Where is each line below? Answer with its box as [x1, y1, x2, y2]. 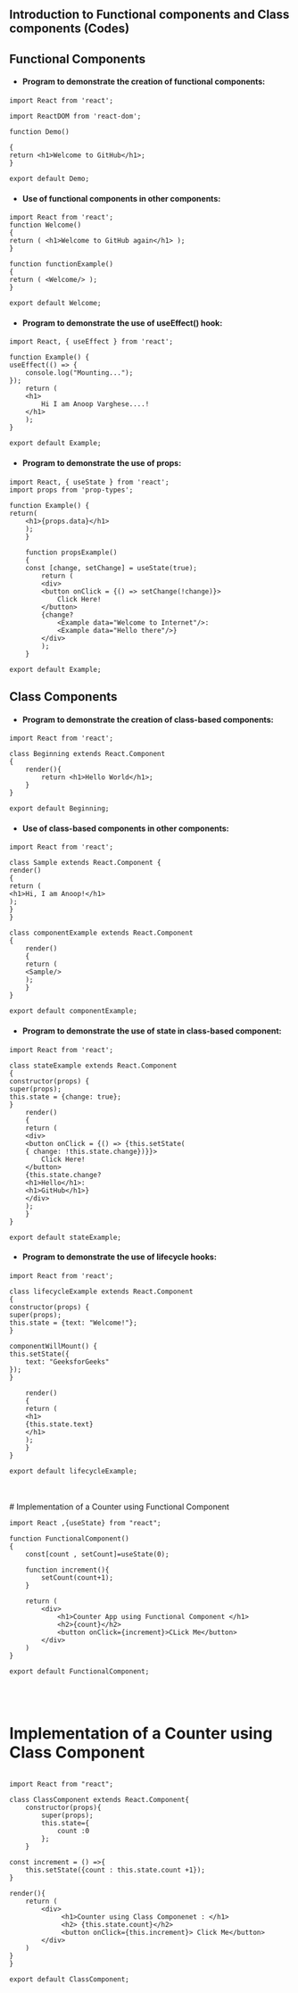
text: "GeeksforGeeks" [25, 1357, 110, 1366]
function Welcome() [9, 220, 82, 230]
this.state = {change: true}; [9, 1092, 122, 1101]
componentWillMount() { [9, 1341, 98, 1350]
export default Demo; [9, 174, 90, 183]
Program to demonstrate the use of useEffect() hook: [21, 317, 223, 328]
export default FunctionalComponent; [9, 1666, 150, 1676]
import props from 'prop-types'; [9, 486, 134, 494]
